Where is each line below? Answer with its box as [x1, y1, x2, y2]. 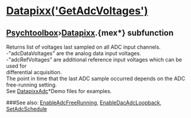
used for [6, 62, 27, 69]
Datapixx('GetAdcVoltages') [6, 4, 148, 18]
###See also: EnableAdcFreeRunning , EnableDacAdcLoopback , [6, 99, 162, 106]
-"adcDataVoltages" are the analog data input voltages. [6, 50, 141, 57]
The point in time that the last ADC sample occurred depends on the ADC [6, 75, 186, 82]
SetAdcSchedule [6, 106, 47, 112]
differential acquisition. [6, 69, 62, 75]
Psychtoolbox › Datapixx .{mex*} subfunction [6, 28, 174, 38]
